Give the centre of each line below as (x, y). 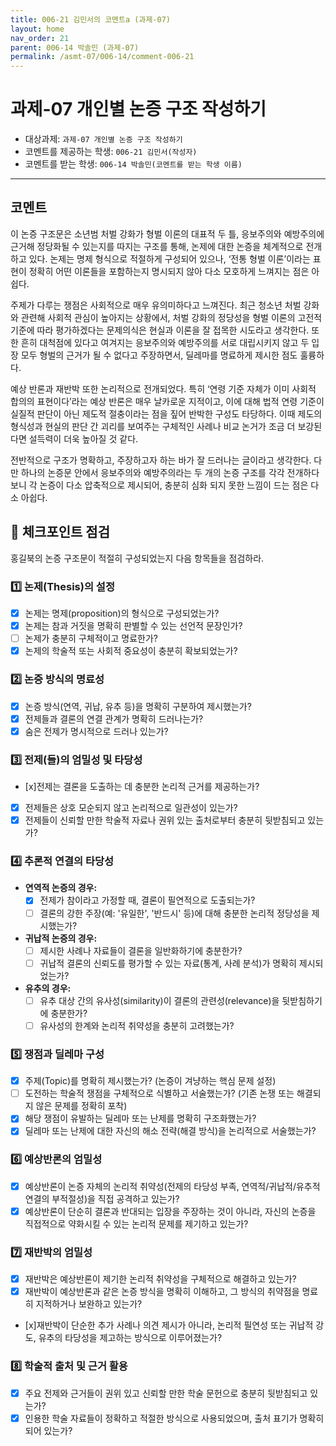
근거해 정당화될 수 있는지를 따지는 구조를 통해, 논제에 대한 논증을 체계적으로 (157, 246)
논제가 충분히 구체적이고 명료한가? (91, 638)
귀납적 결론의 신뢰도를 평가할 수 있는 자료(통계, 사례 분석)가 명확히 (168, 963)
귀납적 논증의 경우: (61, 938)
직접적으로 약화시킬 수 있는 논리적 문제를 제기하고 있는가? (136, 1223)
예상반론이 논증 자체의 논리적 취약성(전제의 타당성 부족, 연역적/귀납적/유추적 (172, 1186)
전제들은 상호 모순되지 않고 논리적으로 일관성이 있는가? (131, 808)
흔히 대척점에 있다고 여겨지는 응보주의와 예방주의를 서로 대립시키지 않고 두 (165, 342)
